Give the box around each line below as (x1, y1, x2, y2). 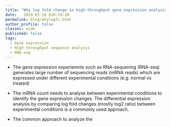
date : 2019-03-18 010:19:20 (5, 12, 70, 17)
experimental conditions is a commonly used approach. (12, 106, 129, 112)
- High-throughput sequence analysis (10, 45, 90, 50)
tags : (5, 36, 17, 41)
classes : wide (5, 26, 36, 31)
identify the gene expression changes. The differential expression (12, 95, 151, 102)
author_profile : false (5, 21, 53, 27)
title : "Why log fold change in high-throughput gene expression (5, 7, 147, 13)
